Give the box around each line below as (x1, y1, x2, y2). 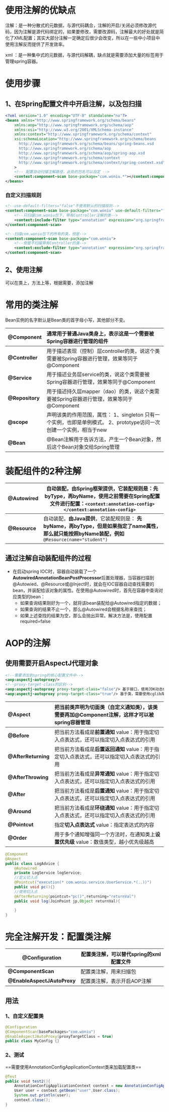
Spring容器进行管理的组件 (46, 338, 109, 345)
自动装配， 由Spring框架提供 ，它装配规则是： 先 (46, 485, 158, 492)
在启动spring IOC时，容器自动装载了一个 (12, 568, 97, 574)
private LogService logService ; (14, 870, 82, 876)
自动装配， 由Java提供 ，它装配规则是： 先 (43, 515, 142, 522)
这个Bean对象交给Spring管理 (51, 443, 120, 450)
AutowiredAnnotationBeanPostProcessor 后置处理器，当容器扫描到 (12, 574, 154, 580)
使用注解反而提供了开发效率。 (5, 41, 67, 47)
